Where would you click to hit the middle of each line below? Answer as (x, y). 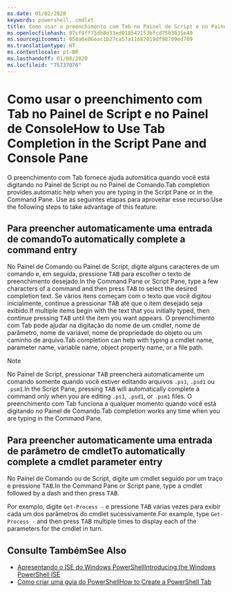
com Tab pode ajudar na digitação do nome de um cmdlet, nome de (104, 325)
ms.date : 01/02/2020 (37, 13)
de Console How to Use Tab (86, 128)
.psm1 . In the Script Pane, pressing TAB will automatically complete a (104, 389)
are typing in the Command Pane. (55, 419)
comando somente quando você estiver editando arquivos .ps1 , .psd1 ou (111, 382)
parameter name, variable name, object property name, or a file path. (105, 347)
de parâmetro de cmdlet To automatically (96, 451)
